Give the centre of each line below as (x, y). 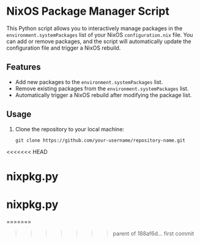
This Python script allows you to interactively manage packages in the (94, 28)
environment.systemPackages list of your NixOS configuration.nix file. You (100, 34)
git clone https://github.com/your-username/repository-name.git (100, 140)
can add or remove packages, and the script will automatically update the (99, 41)
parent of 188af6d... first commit (154, 233)
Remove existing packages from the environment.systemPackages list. (102, 88)
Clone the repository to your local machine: (69, 129)
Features (24, 67)
